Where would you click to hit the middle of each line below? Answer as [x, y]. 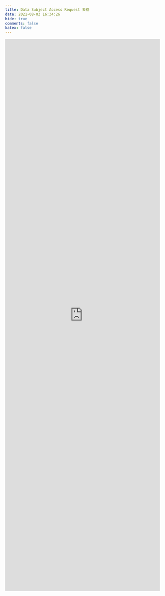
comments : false [22, 23]
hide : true [16, 19]
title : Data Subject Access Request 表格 [47, 10]
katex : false [18, 28]
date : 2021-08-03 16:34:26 [33, 14]
